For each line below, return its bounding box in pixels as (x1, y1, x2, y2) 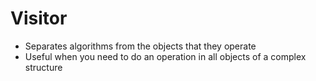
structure (24, 61, 63, 73)
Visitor (10, 7, 68, 30)
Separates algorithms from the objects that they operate (24, 40, 257, 52)
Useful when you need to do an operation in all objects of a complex (24, 50, 307, 62)
